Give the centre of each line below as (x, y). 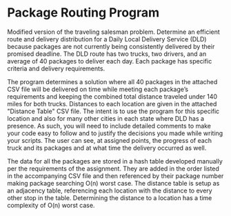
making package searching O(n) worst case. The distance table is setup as (113, 183)
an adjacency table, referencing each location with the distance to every (110, 190)
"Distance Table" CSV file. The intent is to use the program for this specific (113, 111)
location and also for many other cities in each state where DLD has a (106, 118)
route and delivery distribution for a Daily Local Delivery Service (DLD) (107, 39)
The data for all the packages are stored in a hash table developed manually (115, 161)
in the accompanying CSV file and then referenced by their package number (115, 176)
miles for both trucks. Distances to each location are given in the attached (112, 104)
